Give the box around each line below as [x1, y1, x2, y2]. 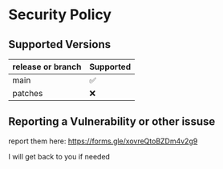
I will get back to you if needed [8, 151, 111, 161]
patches [12, 88, 43, 99]
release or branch [12, 62, 82, 72]
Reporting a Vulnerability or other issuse [8, 115, 216, 129]
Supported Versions [8, 38, 111, 51]
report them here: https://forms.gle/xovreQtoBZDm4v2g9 [8, 136, 198, 146]
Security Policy [8, 6, 112, 24]
